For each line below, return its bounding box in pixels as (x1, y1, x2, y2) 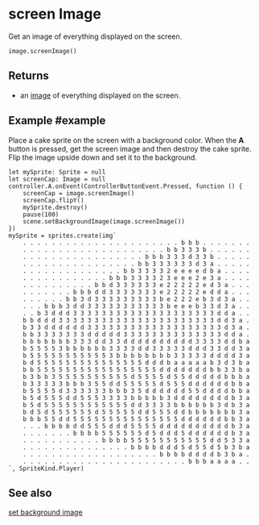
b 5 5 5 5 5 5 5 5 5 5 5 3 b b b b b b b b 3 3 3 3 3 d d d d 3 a (23, 352, 250, 360)
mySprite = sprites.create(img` (8, 231, 117, 240)
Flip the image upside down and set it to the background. (8, 152, 197, 162)
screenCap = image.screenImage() (23, 189, 135, 198)
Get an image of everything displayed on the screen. (8, 31, 183, 41)
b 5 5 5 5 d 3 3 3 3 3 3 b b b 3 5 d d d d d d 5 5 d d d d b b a (23, 386, 250, 395)
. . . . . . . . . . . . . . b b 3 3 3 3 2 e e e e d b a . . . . (23, 267, 250, 275)
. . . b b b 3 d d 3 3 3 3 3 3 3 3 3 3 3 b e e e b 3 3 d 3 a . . (23, 302, 250, 310)
